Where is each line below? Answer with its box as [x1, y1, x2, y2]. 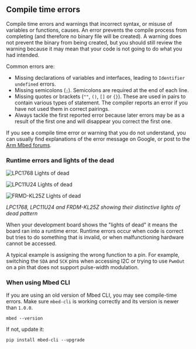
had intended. [6, 51, 40, 58]
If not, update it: [6, 326, 44, 333]
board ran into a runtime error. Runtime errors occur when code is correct [6, 228, 184, 235]
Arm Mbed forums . [6, 141, 51, 148]
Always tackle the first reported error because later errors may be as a [14, 111, 185, 118]
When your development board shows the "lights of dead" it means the [6, 221, 177, 228]
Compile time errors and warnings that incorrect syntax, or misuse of [6, 20, 173, 27]
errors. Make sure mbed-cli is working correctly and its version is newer [6, 298, 180, 305]
